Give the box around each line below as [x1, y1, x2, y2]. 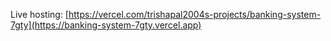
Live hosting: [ [10, 9, 69, 20]
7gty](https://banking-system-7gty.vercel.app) [10, 19, 202, 31]
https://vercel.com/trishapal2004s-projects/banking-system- [68, 9, 322, 20]
